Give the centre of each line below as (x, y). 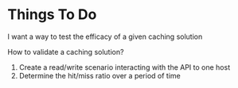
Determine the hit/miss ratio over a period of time (99, 75)
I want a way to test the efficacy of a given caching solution (105, 36)
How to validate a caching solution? (66, 52)
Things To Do (52, 15)
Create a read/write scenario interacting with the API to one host (125, 67)
